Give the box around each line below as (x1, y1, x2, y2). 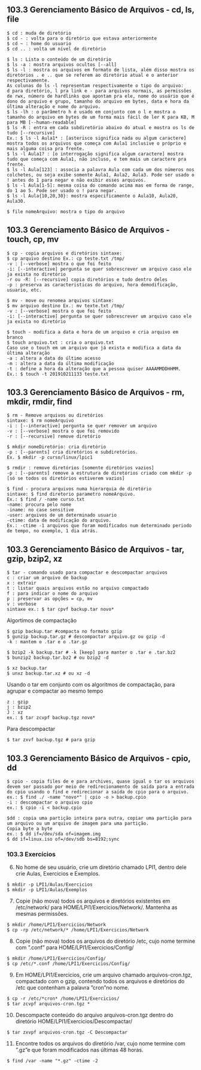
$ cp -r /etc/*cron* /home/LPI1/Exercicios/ (7, 996, 120, 1002)
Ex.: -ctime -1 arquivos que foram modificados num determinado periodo (7, 523, 192, 529)
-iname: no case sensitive (7, 507, 74, 513)
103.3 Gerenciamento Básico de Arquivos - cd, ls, (7, 5, 195, 15)
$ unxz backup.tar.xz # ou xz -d (7, 670, 90, 677)
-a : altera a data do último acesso (7, 355, 101, 361)
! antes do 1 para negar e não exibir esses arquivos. (7, 177, 147, 183)
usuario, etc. (7, 287, 42, 293)
